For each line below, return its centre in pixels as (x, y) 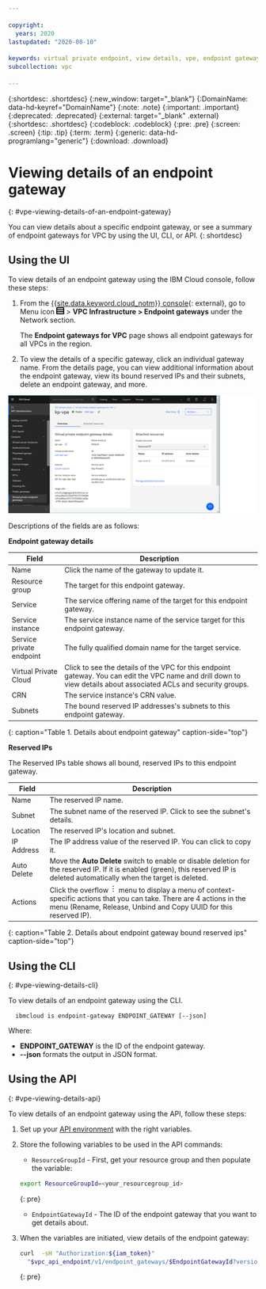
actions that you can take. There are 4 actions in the (161, 898)
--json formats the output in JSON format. (89, 1055)
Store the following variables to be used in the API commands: (121, 1144)
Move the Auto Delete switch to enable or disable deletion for (150, 861)
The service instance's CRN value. (120, 695)
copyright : (26, 25)
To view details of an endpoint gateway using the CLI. (96, 1001)
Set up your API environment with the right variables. (106, 1129)
